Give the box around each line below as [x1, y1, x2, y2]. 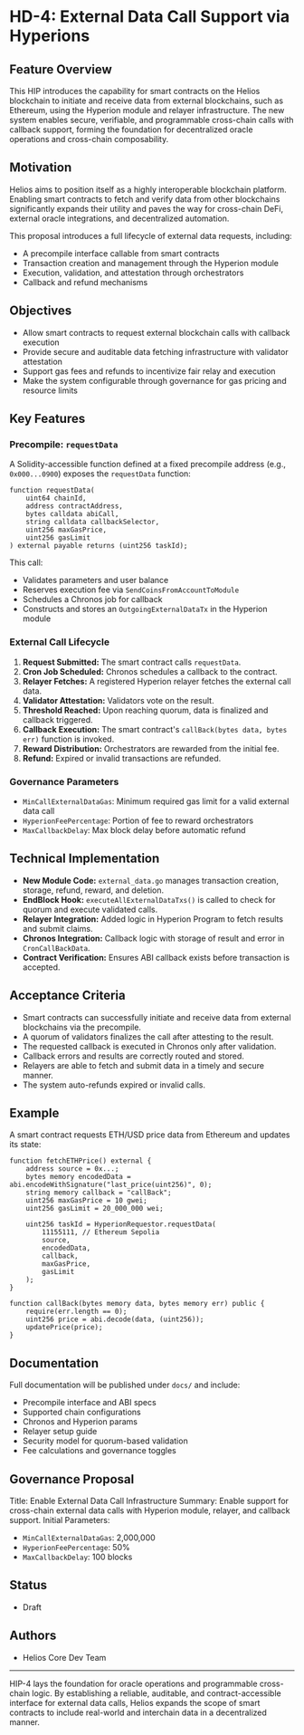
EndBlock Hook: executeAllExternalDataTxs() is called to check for [22, 894, 276, 905]
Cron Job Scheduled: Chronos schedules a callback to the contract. [22, 666, 278, 676]
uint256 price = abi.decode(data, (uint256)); [25, 1315, 204, 1324]
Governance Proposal [9, 1471, 135, 1487]
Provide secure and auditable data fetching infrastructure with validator [22, 346, 289, 357]
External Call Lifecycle [9, 636, 110, 648]
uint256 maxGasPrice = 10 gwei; [25, 1196, 147, 1205]
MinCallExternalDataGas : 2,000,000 [22, 1532, 156, 1543]
